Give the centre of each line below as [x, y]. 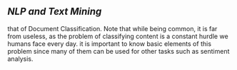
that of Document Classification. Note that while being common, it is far [112, 28]
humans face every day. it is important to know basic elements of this [110, 43]
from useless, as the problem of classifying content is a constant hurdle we [118, 36]
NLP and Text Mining [55, 12]
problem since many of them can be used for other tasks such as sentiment [118, 51]
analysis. [20, 59]
